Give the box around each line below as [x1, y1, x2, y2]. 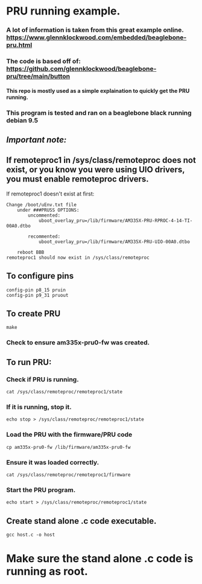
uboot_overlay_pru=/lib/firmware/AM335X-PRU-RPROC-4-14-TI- [38, 217, 193, 224]
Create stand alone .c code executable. [6, 516, 157, 526]
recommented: [28, 233, 61, 240]
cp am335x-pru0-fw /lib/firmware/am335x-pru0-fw [6, 444, 131, 450]
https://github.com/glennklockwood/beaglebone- [6, 65, 157, 73]
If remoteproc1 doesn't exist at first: [6, 190, 95, 197]
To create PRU [6, 308, 61, 319]
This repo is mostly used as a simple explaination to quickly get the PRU [6, 87, 190, 94]
